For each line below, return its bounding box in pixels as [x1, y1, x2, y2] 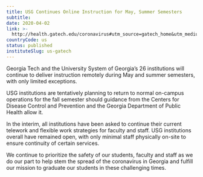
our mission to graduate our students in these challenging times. [6, 164, 167, 171]
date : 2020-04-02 [6, 20, 50, 26]
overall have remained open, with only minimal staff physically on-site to [6, 133, 186, 140]
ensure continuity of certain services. [6, 140, 100, 147]
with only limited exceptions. [6, 77, 77, 85]
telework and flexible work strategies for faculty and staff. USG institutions [6, 126, 192, 134]
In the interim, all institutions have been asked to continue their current [6, 120, 182, 127]
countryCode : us [6, 37, 47, 43]
